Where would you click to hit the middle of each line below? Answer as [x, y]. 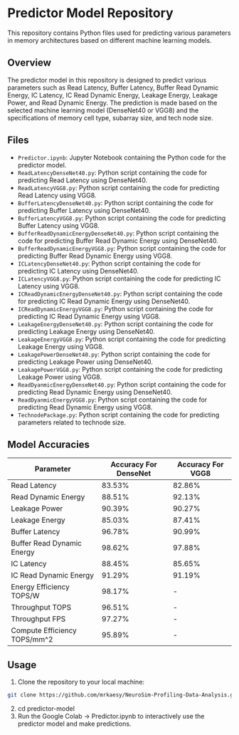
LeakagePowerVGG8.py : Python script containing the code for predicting [120, 369]
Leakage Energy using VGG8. [61, 346]
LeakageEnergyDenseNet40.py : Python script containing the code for [116, 324]
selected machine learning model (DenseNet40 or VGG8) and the [103, 110]
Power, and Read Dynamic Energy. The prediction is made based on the [112, 103]
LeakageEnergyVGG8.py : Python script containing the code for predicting [122, 339]
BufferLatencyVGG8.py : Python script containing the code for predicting [122, 218]
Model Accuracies [49, 444]
